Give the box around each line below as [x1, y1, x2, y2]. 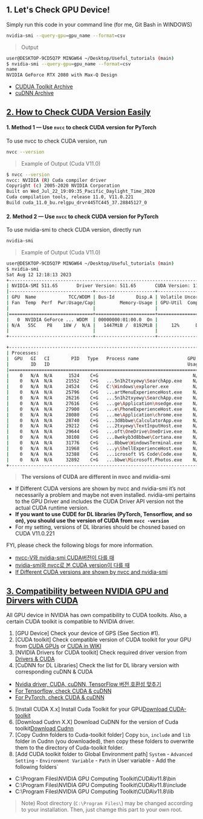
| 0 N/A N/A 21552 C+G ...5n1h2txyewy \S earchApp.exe [6, 378, 182, 384]
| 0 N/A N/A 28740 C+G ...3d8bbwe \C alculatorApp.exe [6, 417, 182, 424]
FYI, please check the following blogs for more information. [6, 542, 154, 549]
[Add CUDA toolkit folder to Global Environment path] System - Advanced [14, 751, 193, 758]
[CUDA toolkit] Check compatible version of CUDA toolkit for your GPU [14, 636, 192, 643]
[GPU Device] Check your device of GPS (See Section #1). [14, 630, 160, 637]
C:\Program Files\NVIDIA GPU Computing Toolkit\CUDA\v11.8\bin [14, 775, 176, 782]
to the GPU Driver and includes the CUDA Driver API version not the [14, 498, 184, 505]
